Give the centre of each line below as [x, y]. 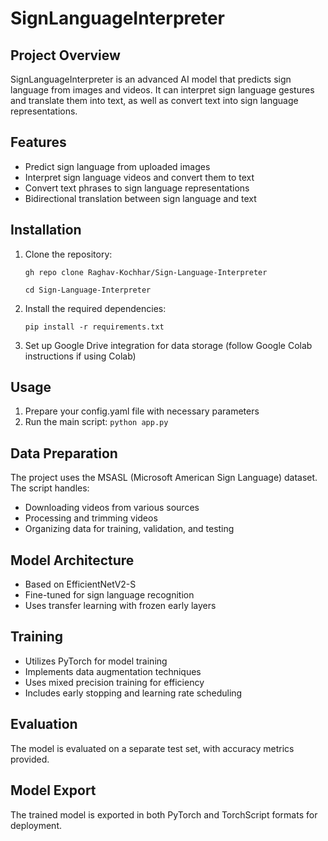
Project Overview [65, 55]
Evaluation [44, 724]
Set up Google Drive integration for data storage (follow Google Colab [168, 345]
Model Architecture [72, 560]
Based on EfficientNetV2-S [80, 584]
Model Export [53, 790]
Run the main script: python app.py [96, 422]
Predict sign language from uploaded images [117, 166]
